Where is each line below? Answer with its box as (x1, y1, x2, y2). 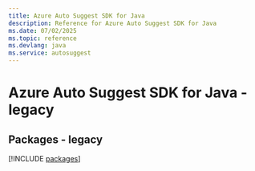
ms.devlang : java (8, 42, 67, 50)
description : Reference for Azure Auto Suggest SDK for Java (8, 19, 217, 27)
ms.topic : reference (8, 34, 78, 43)
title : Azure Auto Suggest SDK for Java (8, 11, 146, 20)
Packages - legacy (8, 132, 103, 146)
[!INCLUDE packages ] (8, 154, 81, 163)
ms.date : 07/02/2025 (8, 26, 78, 35)
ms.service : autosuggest (8, 49, 91, 57)
